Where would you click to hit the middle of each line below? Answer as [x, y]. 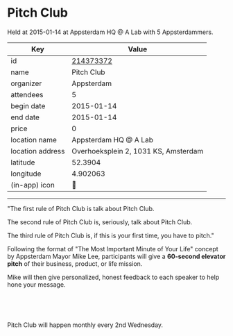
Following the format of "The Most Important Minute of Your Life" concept [113, 249]
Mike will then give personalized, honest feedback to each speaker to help [113, 277]
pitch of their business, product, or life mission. [75, 263]
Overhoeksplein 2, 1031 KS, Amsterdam [138, 151]
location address [38, 151]
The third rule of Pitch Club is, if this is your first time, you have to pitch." [111, 235]
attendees [27, 94]
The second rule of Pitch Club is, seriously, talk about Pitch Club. [100, 222]
